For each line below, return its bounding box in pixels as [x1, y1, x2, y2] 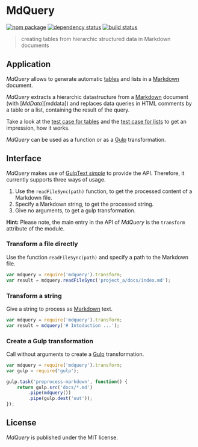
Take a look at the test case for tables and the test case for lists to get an [6, 118, 187, 125]
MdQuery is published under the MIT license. [6, 434, 119, 441]
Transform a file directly [6, 239, 78, 248]
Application [6, 59, 51, 69]
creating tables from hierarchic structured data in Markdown [20, 35, 171, 42]
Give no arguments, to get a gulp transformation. [14, 206, 136, 214]
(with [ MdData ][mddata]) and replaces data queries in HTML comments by [6, 100, 193, 107]
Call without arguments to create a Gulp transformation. [6, 350, 144, 358]
